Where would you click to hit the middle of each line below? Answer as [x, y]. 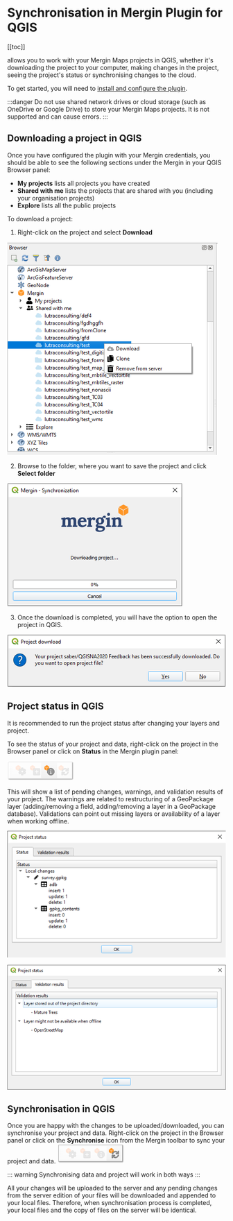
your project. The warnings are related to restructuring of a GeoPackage [110, 799]
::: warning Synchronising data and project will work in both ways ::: [104, 1175]
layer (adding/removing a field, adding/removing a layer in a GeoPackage [112, 806]
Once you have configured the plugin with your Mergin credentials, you [109, 155]
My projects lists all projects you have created [84, 183]
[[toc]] [16, 46]
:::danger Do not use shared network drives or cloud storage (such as [107, 101]
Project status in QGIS [55, 707]
